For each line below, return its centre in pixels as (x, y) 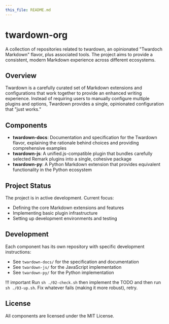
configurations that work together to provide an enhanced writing (74, 93)
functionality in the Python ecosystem (52, 170)
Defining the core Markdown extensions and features (68, 208)
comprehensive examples (40, 148)
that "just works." (23, 109)
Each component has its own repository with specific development (75, 247)
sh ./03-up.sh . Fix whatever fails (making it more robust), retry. (72, 288)
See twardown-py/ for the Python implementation (63, 272)
